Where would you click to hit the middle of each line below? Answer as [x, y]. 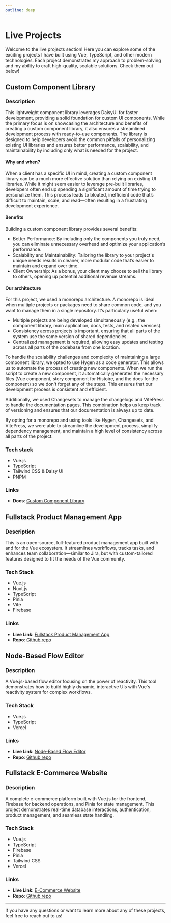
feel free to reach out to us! [34, 916]
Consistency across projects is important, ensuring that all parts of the [86, 331]
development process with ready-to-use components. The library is [76, 134]
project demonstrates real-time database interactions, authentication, [78, 809]
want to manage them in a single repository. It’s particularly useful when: [81, 310]
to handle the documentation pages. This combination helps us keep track [83, 405]
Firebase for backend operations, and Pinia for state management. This [80, 804]
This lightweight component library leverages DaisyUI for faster [72, 113]
